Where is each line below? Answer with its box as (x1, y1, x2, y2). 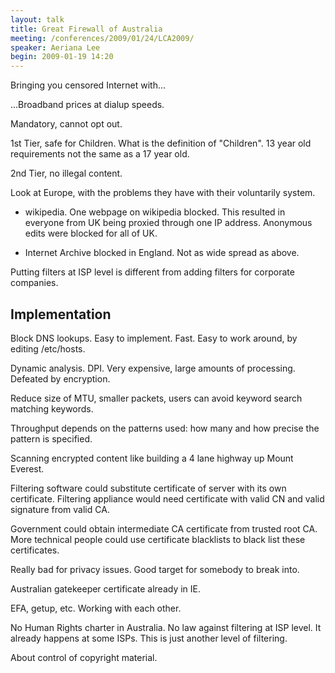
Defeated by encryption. (10, 372, 111, 385)
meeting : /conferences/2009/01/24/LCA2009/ (10, 33, 195, 43)
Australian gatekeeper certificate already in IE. (10, 582, 202, 595)
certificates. (10, 544, 60, 556)
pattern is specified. (10, 432, 93, 445)
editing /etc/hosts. (10, 342, 86, 355)
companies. (10, 277, 59, 289)
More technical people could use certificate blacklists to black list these (10, 533, 306, 545)
